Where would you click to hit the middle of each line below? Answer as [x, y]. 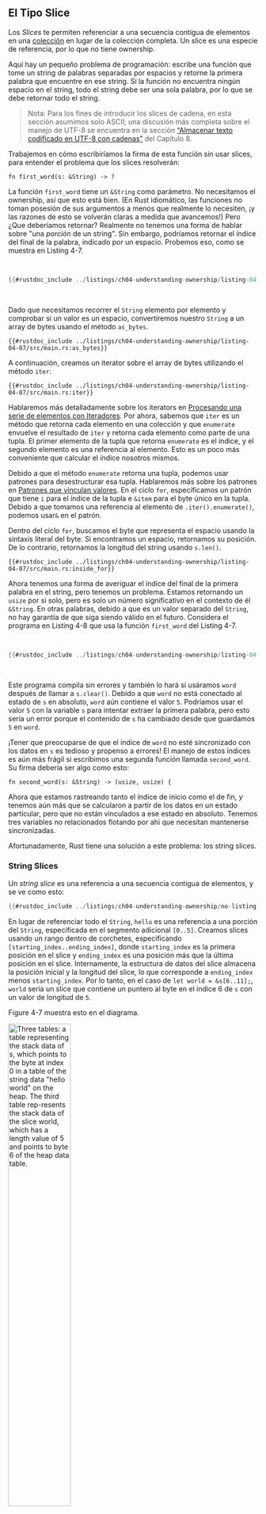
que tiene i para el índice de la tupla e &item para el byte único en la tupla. [129, 498]
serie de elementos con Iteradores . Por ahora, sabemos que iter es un [124, 416]
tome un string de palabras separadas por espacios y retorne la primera [125, 72]
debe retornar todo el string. [54, 97]
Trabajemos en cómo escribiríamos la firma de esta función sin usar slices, [130, 154]
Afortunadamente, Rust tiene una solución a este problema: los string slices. [133, 846]
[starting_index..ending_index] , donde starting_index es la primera [122, 946]
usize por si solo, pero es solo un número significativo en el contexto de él [129, 600]
